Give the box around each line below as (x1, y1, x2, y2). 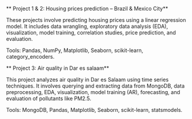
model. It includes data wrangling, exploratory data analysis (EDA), (6, 23, 168, 30)
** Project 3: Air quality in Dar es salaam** (6, 65, 109, 72)
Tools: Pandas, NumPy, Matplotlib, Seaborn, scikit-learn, (6, 47, 144, 54)
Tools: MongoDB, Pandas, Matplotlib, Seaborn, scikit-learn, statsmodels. (6, 107, 183, 113)
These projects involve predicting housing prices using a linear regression (6, 17, 186, 23)
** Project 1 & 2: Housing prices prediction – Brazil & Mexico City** (6, 5, 168, 12)
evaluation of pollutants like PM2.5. (6, 95, 92, 102)
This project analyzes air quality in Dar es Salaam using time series (6, 76, 169, 83)
